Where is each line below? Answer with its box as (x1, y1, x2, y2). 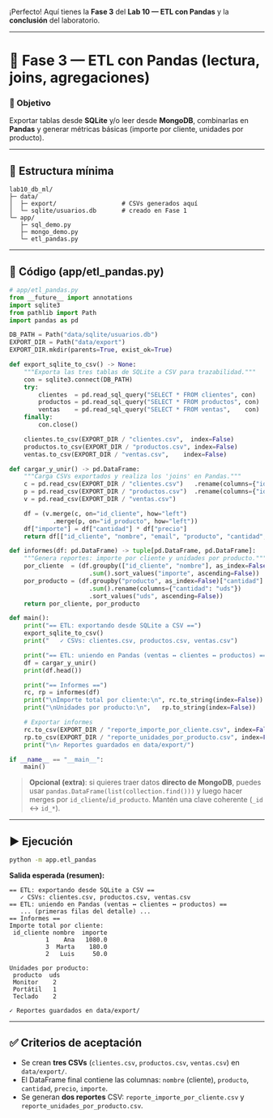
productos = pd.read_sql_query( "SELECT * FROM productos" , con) (38, 398, 260, 406)
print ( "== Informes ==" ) (23, 681, 108, 689)
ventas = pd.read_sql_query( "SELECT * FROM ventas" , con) (38, 406, 260, 414)
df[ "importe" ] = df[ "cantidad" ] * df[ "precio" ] (23, 525, 187, 533)
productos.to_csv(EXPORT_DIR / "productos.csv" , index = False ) (23, 443, 238, 451)
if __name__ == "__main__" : (9, 755, 105, 763)
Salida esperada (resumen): (9, 870, 105, 881)
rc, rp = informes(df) (23, 688, 100, 697)
